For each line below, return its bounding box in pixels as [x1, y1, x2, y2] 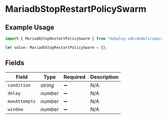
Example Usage [5, 23, 55, 32]
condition [7, 82, 31, 88]
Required [64, 73, 85, 80]
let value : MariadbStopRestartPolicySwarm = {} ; [5, 45, 108, 50]
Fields [5, 59, 25, 67]
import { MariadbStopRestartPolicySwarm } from [5, 36, 106, 41]
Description [90, 73, 119, 80]
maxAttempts [7, 98, 36, 104]
